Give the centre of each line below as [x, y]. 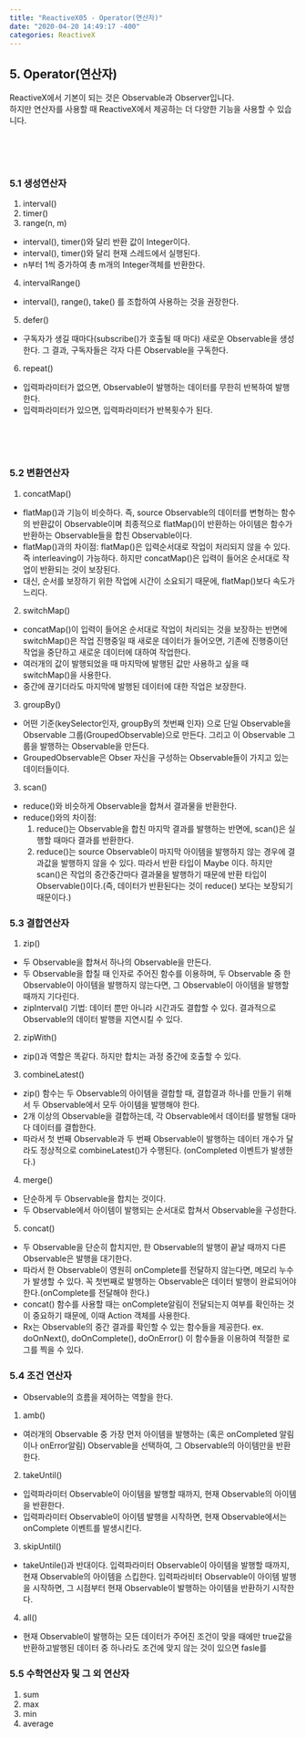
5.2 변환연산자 [40, 473]
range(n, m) [45, 223]
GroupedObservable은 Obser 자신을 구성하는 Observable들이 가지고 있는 [156, 757]
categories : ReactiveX [52, 35]
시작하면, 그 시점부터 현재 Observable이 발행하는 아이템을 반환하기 [151, 1588]
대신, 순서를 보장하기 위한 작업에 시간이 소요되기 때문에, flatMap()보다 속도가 [159, 581]
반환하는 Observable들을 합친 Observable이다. [107, 535]
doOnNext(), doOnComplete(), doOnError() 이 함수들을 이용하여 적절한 [151, 1339]
